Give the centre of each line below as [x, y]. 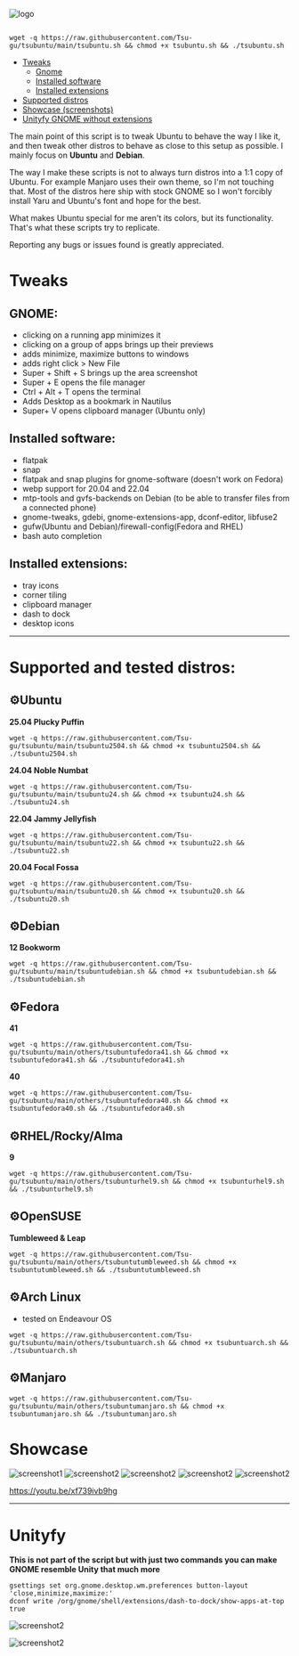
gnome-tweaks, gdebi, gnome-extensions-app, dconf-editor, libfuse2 [150, 517]
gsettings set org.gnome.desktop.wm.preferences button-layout [129, 1586]
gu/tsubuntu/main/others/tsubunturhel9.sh [89, 1182]
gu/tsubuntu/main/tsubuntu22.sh [69, 843]
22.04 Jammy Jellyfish [53, 819]
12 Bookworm [35, 948]
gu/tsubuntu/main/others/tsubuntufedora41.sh [95, 1052]
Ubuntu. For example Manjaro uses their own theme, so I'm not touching [141, 182]
